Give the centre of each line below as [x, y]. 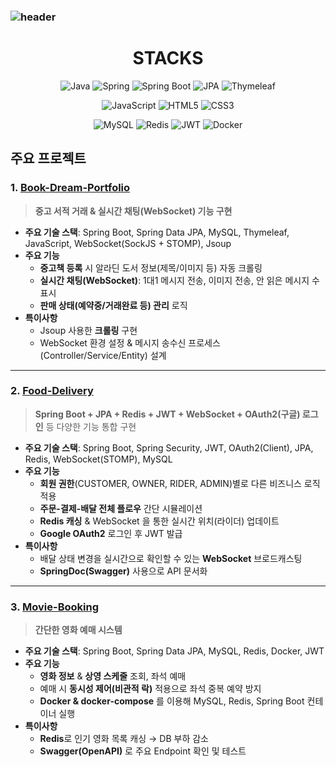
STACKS [168, 58]
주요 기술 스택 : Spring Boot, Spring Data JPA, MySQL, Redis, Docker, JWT [174, 651]
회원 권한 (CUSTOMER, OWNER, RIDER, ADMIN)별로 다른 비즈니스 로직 [180, 483]
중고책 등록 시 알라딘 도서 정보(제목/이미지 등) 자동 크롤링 [151, 267]
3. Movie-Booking [55, 607]
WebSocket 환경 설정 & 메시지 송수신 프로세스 [130, 342]
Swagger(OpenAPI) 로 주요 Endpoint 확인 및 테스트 [143, 751]
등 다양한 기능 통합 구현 [91, 426]
